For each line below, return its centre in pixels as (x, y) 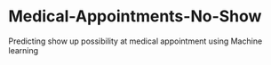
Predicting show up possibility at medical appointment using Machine (135, 41)
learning (24, 50)
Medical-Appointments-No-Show (135, 16)
